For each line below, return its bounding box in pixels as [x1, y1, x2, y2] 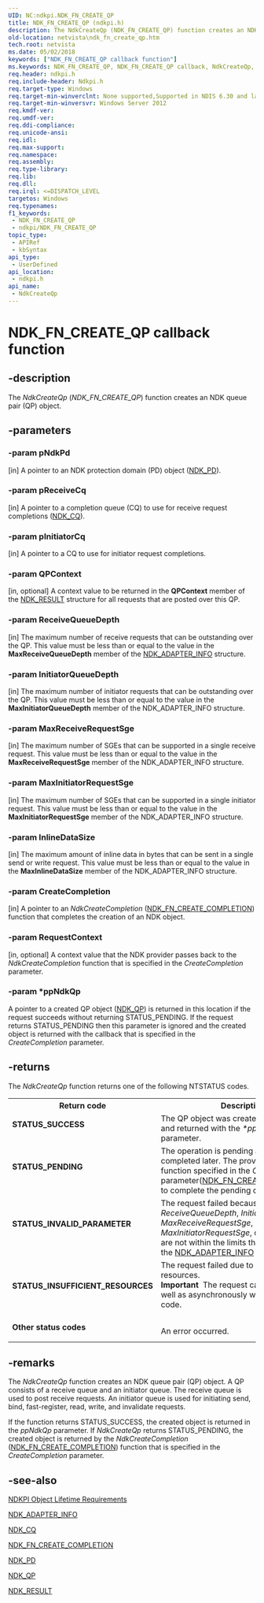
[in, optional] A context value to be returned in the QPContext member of [8, 586, 245, 596]
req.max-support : [8, 143, 65, 151]
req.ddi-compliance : [8, 121, 76, 129]
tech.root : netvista [8, 41, 76, 49]
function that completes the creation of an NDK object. [8, 912, 185, 922]
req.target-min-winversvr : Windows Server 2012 [8, 99, 167, 107]
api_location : [8, 268, 55, 276]
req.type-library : [8, 165, 68, 173]
